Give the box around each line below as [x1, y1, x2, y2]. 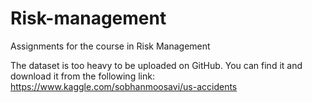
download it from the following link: [10, 70, 155, 82]
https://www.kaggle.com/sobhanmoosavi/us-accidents [10, 80, 238, 92]
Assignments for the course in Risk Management [10, 40, 211, 52]
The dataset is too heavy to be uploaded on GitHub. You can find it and [10, 59, 303, 71]
